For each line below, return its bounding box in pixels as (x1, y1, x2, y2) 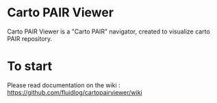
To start (7, 59, 53, 74)
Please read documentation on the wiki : (7, 80, 121, 89)
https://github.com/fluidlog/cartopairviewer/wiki (7, 88, 142, 96)
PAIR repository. (7, 34, 53, 42)
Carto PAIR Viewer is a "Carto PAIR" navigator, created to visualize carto (7, 27, 210, 35)
